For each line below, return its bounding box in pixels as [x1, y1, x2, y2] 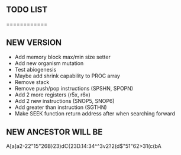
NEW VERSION [6, 38, 62, 48]
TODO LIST [6, 5, 48, 15]
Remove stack [14, 78, 50, 85]
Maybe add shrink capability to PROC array [14, 72, 120, 79]
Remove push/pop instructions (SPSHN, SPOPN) [14, 85, 134, 92]
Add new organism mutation [14, 59, 84, 67]
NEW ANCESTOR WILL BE [6, 127, 103, 137]
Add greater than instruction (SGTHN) [14, 104, 108, 111]
